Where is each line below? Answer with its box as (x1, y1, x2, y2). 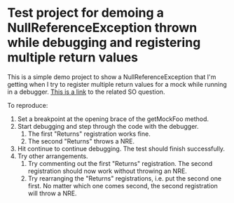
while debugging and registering (7, 35, 201, 50)
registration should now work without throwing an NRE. (27, 167, 187, 175)
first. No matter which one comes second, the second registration (27, 181, 219, 190)
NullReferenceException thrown (7, 20, 198, 36)
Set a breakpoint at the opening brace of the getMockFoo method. (17, 114, 209, 123)
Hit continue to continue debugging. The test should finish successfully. (17, 144, 226, 153)
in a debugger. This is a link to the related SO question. (7, 87, 165, 96)
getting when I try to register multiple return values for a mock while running (7, 80, 228, 88)
